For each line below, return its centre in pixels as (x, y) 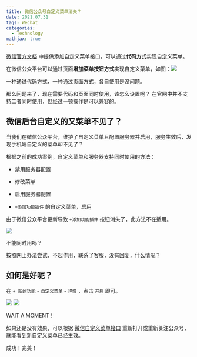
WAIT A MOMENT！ (30, 315)
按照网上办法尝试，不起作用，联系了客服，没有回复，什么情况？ (83, 255)
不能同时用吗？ (24, 242)
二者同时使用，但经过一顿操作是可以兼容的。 (65, 101)
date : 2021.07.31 (27, 17)
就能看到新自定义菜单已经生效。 (45, 335)
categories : (21, 28)
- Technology (27, 34)
